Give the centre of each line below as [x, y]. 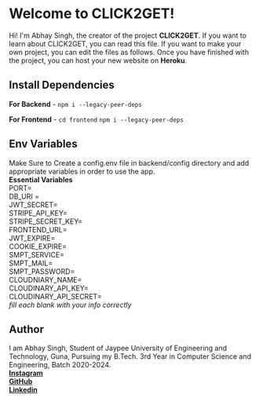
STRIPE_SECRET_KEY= [46, 221]
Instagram [26, 373]
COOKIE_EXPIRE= [38, 246]
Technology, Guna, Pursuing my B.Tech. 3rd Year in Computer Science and [130, 356]
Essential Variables [41, 179]
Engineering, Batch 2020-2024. [60, 365]
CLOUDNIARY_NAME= [46, 280]
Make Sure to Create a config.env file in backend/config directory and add [129, 163]
